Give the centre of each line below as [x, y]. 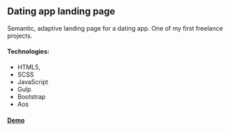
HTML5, [28, 67]
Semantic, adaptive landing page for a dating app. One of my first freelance [115, 28]
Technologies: [28, 52]
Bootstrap [31, 97]
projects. [20, 36]
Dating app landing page [61, 11]
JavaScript [33, 82]
